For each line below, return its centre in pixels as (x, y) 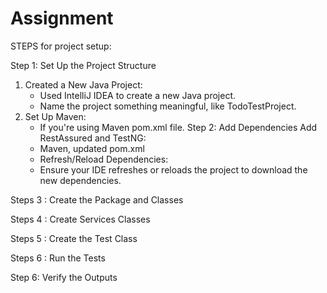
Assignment (62, 18)
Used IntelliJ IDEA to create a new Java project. (137, 95)
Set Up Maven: (55, 116)
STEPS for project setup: (61, 46)
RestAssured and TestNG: (93, 138)
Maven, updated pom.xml (92, 148)
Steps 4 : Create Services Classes (80, 219)
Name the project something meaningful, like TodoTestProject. (168, 106)
